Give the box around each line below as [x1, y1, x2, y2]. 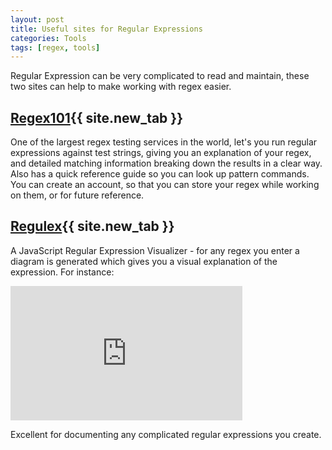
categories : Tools [10, 33, 87, 43]
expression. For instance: [10, 266, 115, 278]
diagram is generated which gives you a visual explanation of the [10, 255, 278, 267]
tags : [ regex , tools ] [10, 42, 101, 53]
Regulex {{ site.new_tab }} [10, 218, 175, 235]
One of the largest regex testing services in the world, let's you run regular [10, 136, 318, 148]
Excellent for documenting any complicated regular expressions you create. [10, 428, 322, 440]
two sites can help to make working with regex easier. [10, 81, 232, 93]
